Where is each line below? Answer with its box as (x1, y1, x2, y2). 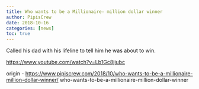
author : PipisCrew (6, 14, 52, 20)
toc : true (6, 31, 31, 37)
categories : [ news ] (6, 25, 54, 31)
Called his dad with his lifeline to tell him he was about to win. (6, 47, 156, 54)
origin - (6, 70, 24, 77)
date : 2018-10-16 (6, 20, 49, 26)
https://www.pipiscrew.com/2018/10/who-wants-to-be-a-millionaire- (25, 70, 193, 77)
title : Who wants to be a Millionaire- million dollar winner (6, 8, 163, 15)
